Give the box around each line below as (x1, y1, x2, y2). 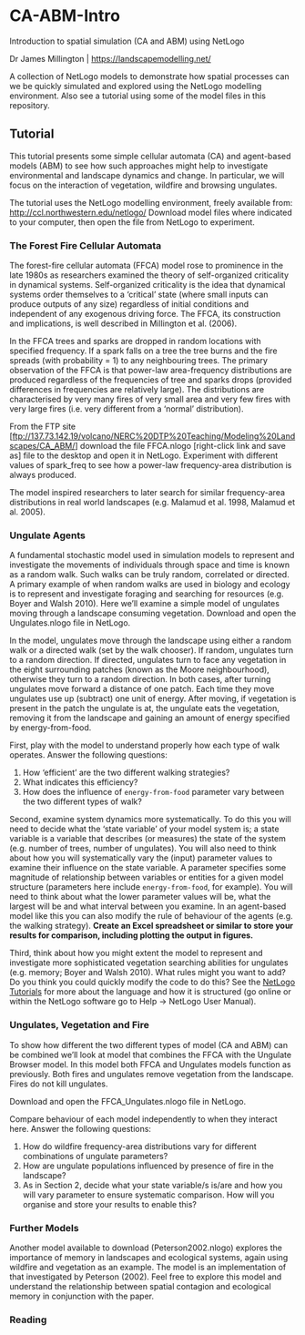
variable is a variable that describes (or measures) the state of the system (9, 833, 287, 844)
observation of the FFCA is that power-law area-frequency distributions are (9, 365, 292, 376)
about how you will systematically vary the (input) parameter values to (9, 852, 273, 863)
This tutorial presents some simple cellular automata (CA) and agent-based (9, 150, 291, 161)
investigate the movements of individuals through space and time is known (9, 559, 290, 570)
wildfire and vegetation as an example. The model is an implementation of (9, 1261, 287, 1272)
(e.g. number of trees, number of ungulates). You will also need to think (9, 843, 277, 854)
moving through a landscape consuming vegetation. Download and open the (9, 607, 297, 619)
